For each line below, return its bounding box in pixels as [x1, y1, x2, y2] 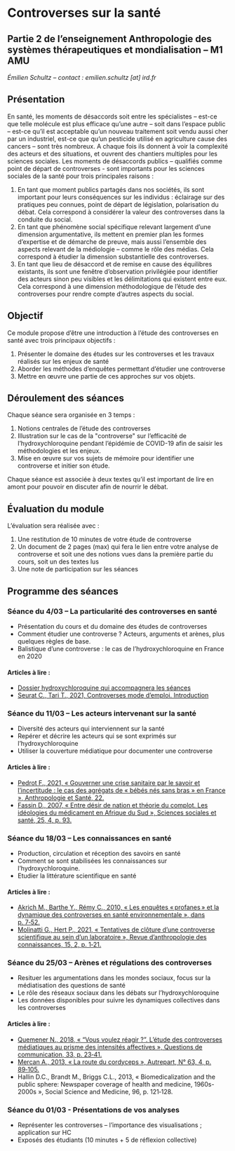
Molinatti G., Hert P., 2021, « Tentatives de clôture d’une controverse [17, 925, 215, 934]
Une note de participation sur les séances [17, 565, 139, 573]
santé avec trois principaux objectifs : [7, 336, 116, 344]
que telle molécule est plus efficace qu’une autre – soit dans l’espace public [7, 119, 226, 128]
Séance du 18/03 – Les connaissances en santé [7, 833, 172, 843]
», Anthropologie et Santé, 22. [17, 794, 105, 802]
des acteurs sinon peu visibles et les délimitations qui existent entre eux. [17, 275, 227, 283]
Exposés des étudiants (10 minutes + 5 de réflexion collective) [17, 1136, 197, 1144]
